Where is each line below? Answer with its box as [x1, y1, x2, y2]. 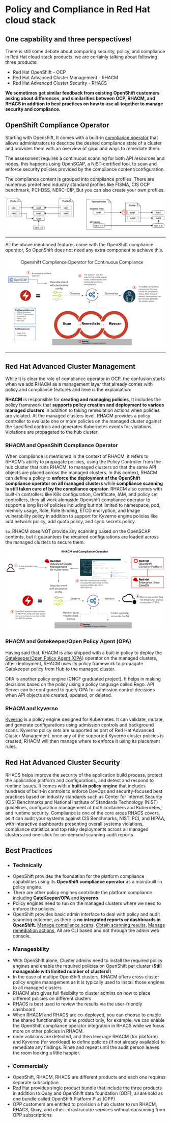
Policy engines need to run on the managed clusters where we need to [12, 900, 161, 906]
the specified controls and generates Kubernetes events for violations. [5, 424, 153, 430]
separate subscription [12, 1080, 59, 1086]
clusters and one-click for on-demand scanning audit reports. [5, 831, 135, 837]
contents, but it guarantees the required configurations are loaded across [5, 534, 159, 540]
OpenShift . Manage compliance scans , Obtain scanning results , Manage [12, 922, 165, 928]
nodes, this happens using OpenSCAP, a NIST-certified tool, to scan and [5, 160, 157, 167]
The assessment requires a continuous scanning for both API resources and [5, 155, 165, 161]
